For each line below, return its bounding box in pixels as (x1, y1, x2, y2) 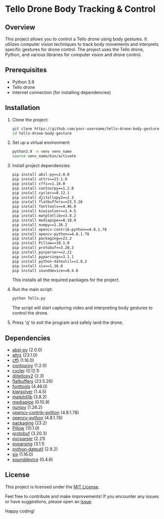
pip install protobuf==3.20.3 (12, 245, 74, 250)
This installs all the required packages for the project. (12, 277, 120, 283)
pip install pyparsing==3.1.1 (12, 254, 74, 259)
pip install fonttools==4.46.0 (12, 204, 76, 209)
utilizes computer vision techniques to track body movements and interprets (5, 41, 159, 47)
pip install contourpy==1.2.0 (12, 186, 74, 191)
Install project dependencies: (12, 163, 71, 169)
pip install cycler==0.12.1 (12, 190, 70, 195)
